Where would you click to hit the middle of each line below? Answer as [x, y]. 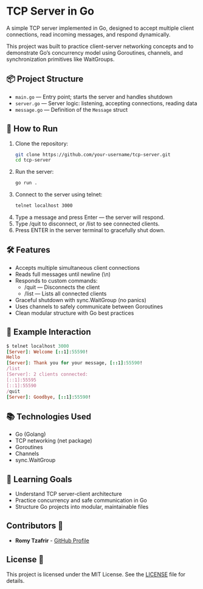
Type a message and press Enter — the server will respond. [90, 218]
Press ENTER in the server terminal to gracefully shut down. [90, 230]
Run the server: [34, 172]
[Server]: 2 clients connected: [47, 374]
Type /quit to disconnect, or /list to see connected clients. [87, 224]
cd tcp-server [33, 160]
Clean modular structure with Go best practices [74, 313]
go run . [26, 183]
